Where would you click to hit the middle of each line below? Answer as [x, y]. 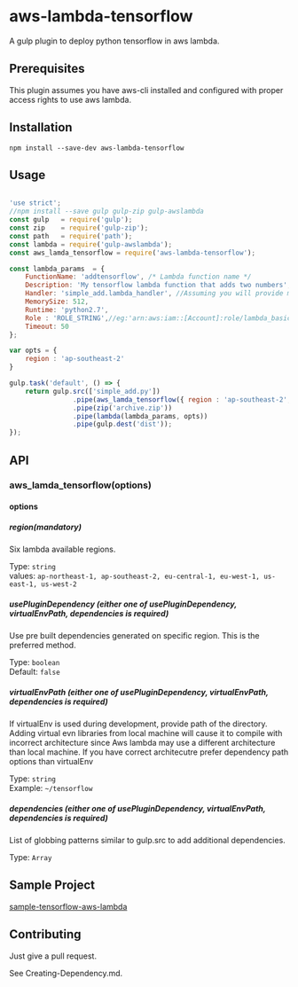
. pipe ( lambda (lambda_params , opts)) [140, 416]
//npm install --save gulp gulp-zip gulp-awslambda [106, 211]
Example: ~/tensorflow [51, 787]
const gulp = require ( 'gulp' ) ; [71, 220]
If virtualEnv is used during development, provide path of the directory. [138, 724]
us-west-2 [59, 584]
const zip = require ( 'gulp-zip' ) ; [79, 228]
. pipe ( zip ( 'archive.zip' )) [122, 408]
